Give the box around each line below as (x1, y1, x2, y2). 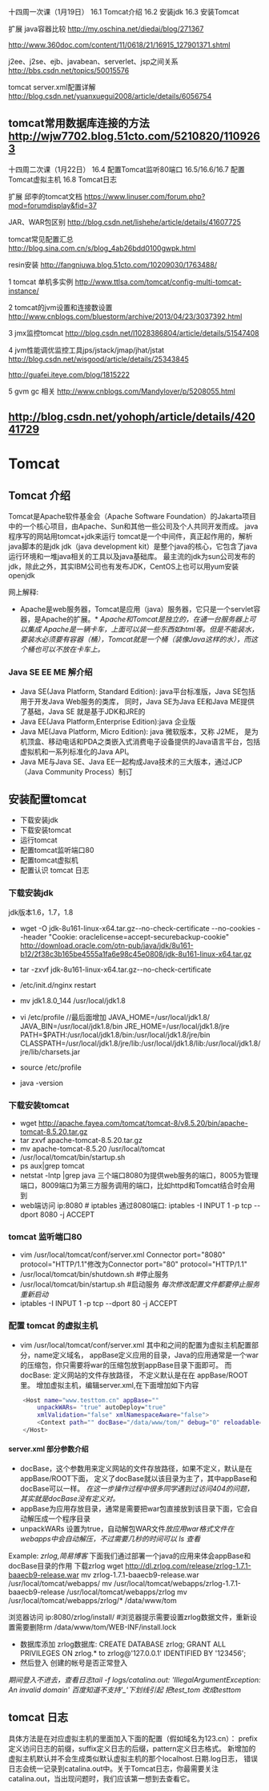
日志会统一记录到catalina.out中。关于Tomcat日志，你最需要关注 (8, 1764, 219, 1773)
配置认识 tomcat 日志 (19, 866, 90, 875)
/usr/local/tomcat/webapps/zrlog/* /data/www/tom (8, 1596, 178, 1605)
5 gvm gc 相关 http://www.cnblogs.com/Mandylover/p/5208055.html (8, 386, 236, 396)
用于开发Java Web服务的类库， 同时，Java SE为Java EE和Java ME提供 (19, 696, 255, 706)
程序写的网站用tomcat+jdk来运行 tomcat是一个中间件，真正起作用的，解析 (8, 532, 253, 541)
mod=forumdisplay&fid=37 (8, 200, 98, 210)
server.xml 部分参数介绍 (8, 1444, 90, 1454)
